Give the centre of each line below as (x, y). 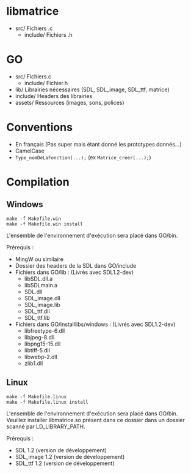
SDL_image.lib (42, 305)
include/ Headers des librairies (54, 96)
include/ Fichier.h (46, 83)
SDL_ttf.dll (37, 311)
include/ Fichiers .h (49, 34)
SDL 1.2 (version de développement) (61, 450)
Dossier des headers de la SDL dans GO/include (76, 265)
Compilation (38, 182)
